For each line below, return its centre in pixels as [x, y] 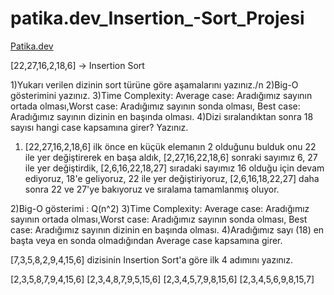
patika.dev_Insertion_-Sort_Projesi [157, 18]
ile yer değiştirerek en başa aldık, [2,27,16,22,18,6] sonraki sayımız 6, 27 [171, 157]
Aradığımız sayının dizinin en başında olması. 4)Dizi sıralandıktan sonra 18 [162, 116]
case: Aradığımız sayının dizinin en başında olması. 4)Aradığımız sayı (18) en [167, 229]
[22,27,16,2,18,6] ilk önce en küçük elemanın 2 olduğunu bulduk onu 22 [170, 146]
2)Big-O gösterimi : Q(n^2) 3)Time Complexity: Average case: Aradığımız [160, 208]
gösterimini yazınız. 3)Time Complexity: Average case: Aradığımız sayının [161, 95]
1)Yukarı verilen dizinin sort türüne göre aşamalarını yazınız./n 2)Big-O [154, 84]
